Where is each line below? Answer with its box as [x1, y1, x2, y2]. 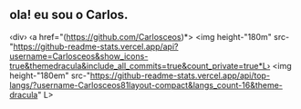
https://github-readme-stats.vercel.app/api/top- [89, 70, 271, 81]
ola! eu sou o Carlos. [9, 7, 129, 23]
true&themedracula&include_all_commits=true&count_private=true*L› [9, 60, 271, 71]
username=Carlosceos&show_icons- [9, 50, 149, 62]
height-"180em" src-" [9, 70, 91, 81]
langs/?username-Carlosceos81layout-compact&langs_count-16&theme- [9, 79, 283, 90]
